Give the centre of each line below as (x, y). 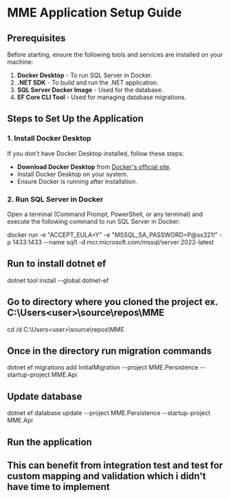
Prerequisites (36, 38)
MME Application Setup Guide (94, 13)
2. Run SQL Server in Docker (55, 199)
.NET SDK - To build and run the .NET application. (88, 83)
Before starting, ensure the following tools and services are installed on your (115, 54)
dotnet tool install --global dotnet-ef (58, 280)
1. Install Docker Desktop (49, 138)
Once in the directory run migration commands (110, 351)
